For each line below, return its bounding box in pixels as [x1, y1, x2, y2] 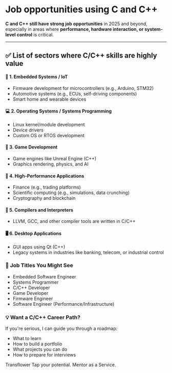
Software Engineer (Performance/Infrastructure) [12, 301, 115, 307]
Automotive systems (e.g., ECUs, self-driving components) [12, 90, 137, 97]
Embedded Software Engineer [12, 273, 76, 279]
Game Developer [12, 290, 49, 296]
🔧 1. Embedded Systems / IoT [5, 73, 68, 80]
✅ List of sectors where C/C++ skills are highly [5, 51, 157, 60]
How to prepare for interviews [12, 352, 76, 358]
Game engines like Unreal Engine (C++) [12, 155, 97, 161]
